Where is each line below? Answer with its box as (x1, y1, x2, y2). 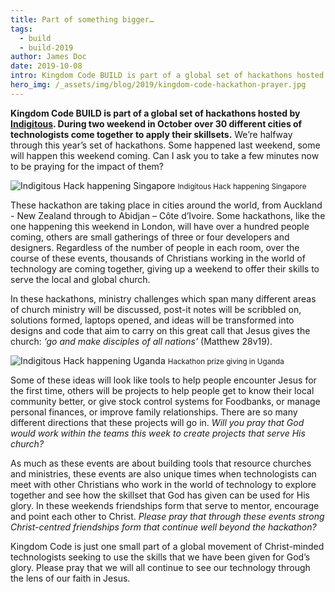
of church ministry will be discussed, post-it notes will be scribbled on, (10, 303, 302, 315)
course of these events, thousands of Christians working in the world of (10, 252, 306, 264)
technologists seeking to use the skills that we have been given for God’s (10, 551, 311, 563)
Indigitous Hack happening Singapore (177, 181, 307, 191)
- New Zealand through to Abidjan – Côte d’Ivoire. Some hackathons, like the (10, 209, 326, 221)
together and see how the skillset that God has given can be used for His (10, 489, 310, 501)
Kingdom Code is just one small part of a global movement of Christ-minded (10, 540, 325, 552)
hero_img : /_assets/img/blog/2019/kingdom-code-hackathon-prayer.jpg (10, 80, 307, 90)
